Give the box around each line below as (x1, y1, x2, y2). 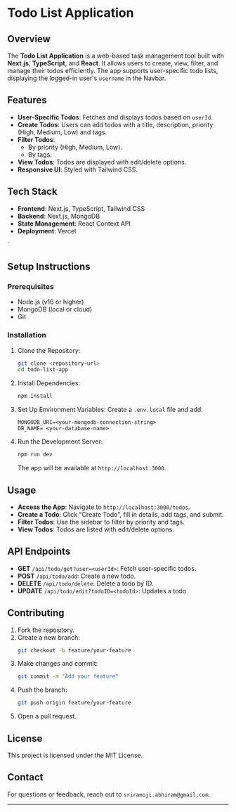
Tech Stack (7, 186, 58, 198)
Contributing (7, 607, 65, 619)
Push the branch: (17, 685, 67, 694)
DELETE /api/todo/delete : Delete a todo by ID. (17, 579, 154, 588)
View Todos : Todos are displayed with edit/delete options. (17, 157, 187, 166)
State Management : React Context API (17, 219, 131, 228)
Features (7, 94, 47, 106)
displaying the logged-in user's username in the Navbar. (7, 74, 166, 82)
